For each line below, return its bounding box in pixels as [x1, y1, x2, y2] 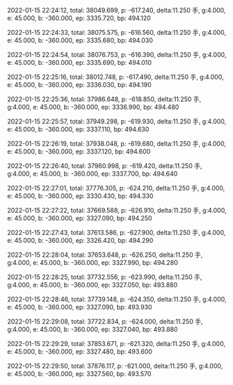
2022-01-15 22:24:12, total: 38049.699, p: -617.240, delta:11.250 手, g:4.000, [7, 6, 226, 14]
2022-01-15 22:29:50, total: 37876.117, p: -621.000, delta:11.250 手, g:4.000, [7, 362, 223, 370]
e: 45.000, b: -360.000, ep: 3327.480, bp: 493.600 [7, 347, 153, 356]
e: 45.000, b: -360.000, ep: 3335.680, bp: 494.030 [7, 36, 153, 44]
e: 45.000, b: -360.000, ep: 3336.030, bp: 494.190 [7, 81, 152, 89]
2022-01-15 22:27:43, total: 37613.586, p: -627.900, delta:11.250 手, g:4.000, [7, 229, 226, 236]
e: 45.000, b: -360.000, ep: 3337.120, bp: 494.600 [7, 147, 151, 156]
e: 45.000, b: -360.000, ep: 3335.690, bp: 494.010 [7, 59, 152, 66]
